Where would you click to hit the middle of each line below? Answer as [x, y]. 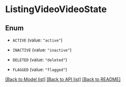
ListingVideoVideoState [56, 9]
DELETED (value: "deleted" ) [40, 60]
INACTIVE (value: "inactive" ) [42, 50]
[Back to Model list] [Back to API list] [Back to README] [63, 79]
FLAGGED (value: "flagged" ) [40, 70]
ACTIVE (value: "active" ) [38, 40]
